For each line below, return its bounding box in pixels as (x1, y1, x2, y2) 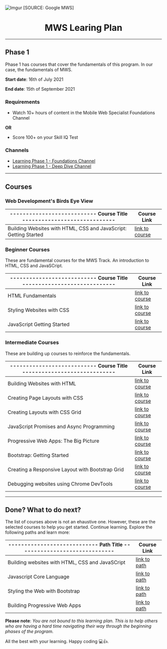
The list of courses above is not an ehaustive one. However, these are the (5, 519, 156, 525)
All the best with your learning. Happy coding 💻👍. (5, 639, 109, 645)
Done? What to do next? (5, 506, 81, 514)
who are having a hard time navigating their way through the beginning (5, 623, 152, 629)
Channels (5, 147, 29, 154)
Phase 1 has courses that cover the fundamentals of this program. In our (5, 61, 153, 67)
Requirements (5, 98, 40, 105)
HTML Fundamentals (7, 292, 57, 299)
